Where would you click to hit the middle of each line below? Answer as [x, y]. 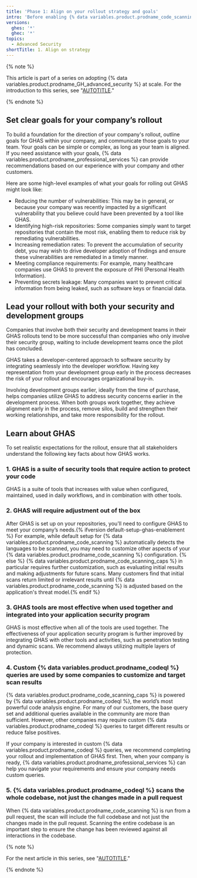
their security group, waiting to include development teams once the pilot [95, 342]
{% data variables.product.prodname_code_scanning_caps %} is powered [96, 695]
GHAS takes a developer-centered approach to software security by [88, 360]
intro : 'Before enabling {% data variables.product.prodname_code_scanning [101, 17]
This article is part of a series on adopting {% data [67, 78]
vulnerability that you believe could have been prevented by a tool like [99, 213]
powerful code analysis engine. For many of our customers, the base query [97, 708]
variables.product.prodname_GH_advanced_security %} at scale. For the [94, 84]
